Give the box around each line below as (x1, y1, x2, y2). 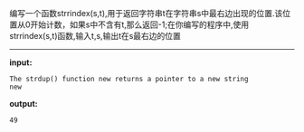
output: (9, 99, 38, 108)
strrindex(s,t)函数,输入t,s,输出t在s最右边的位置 (9, 31, 181, 41)
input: (9, 57, 33, 68)
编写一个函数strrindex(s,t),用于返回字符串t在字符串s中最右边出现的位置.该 (9, 8, 283, 18)
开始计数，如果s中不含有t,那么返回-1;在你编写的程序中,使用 (30, 19, 250, 30)
